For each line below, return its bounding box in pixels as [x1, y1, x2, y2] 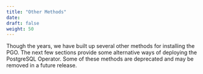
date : [6, 15, 20, 21]
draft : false [6, 20, 40, 26]
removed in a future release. [6, 62, 77, 69]
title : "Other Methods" [6, 8, 67, 15]
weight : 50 [6, 25, 34, 32]
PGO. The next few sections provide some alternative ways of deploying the [6, 49, 197, 56]
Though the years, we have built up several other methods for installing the [6, 42, 195, 50]
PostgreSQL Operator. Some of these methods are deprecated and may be [6, 55, 194, 62]
